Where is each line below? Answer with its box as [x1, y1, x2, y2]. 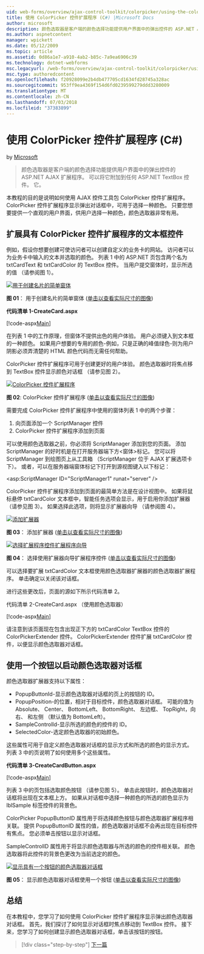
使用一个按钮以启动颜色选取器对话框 [6, 660, 142, 670]
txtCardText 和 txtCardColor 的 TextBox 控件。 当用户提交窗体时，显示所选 [6, 261, 193, 269]
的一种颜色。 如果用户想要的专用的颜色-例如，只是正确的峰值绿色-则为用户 [6, 340, 194, 347]
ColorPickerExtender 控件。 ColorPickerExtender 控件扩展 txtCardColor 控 [6, 633, 192, 640]
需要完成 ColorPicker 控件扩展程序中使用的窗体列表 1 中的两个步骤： [6, 407, 177, 414]
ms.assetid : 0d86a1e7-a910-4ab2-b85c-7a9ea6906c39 [6, 54, 137, 60]
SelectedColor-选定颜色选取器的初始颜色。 [15, 729, 123, 736]
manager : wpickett [6, 37, 53, 43]
